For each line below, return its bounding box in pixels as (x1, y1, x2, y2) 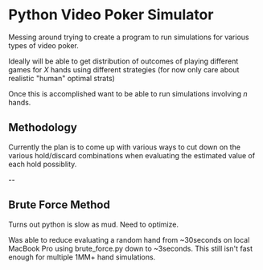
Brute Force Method (8, 198, 110, 212)
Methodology (8, 121, 78, 134)
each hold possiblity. (8, 159, 77, 169)
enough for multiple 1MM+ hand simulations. (8, 252, 156, 262)
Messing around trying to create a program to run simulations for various (8, 32, 249, 42)
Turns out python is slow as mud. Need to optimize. (8, 219, 179, 229)
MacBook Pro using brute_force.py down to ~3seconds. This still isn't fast (8, 243, 253, 253)
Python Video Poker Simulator (8, 6, 214, 24)
